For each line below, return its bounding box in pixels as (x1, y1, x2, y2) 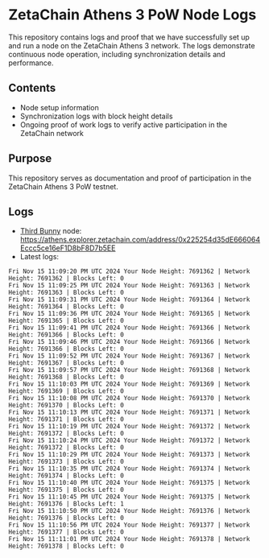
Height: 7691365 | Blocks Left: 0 (8, 316, 125, 325)
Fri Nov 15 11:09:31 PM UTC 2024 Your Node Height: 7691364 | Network (8, 296, 250, 304)
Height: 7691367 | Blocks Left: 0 (8, 359, 125, 367)
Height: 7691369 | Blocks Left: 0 (8, 387, 125, 395)
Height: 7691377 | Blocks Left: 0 (8, 528, 125, 536)
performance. (8, 58, 54, 68)
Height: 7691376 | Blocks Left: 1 (8, 500, 125, 508)
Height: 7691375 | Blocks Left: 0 (8, 486, 125, 494)
